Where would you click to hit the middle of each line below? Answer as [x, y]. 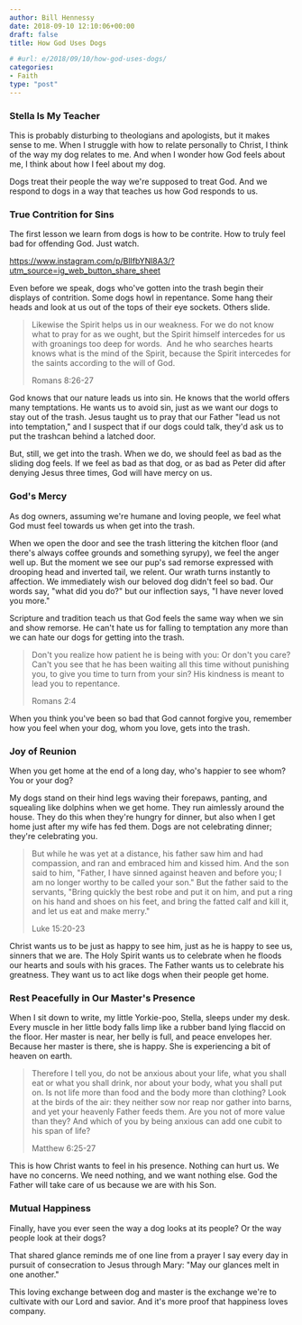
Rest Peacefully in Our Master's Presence [102, 998]
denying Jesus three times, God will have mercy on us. [111, 473]
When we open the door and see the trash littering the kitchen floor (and [144, 543]
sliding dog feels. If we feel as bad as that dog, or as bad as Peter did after [147, 463]
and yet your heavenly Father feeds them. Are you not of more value [158, 1112]
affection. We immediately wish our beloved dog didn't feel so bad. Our [142, 581]
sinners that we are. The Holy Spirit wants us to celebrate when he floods [146, 955]
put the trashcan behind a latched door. [82, 436]
